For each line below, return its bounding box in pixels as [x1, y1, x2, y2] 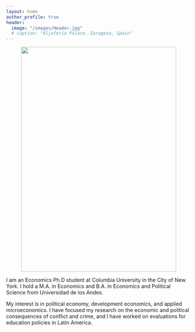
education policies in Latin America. [6, 319, 93, 326]
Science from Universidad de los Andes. [6, 289, 104, 296]
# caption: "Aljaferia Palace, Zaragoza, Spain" [11, 31, 133, 36]
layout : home [6, 8, 38, 15]
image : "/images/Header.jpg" [11, 25, 83, 31]
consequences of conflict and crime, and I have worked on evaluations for [6, 313, 186, 320]
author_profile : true [6, 14, 59, 20]
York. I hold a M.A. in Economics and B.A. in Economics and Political [6, 283, 171, 290]
